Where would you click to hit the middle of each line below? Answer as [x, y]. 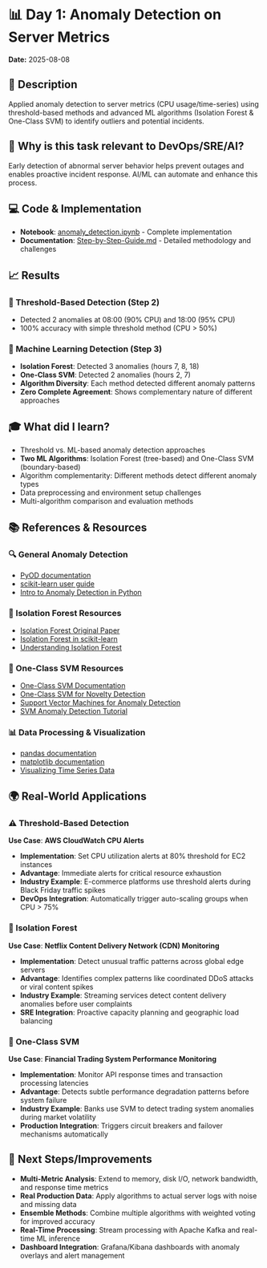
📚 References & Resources [78, 527]
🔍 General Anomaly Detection [68, 555]
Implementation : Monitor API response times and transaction [121, 1075]
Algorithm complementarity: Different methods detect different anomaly [138, 476]
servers [32, 970]
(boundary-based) [50, 467]
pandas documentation [58, 753]
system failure [43, 1100]
